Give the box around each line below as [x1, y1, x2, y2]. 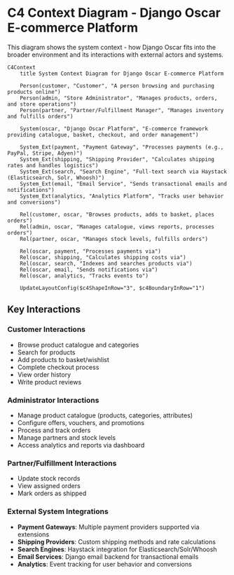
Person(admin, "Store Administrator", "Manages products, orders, [20, 95, 218, 102]
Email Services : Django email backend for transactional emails [17, 552, 199, 561]
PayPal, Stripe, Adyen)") [7, 149, 83, 157]
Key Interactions [7, 303, 81, 316]
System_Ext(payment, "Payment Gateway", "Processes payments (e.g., [20, 144, 224, 151]
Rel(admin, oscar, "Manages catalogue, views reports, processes [20, 223, 215, 230]
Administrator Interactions [7, 395, 99, 405]
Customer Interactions [7, 324, 86, 334]
